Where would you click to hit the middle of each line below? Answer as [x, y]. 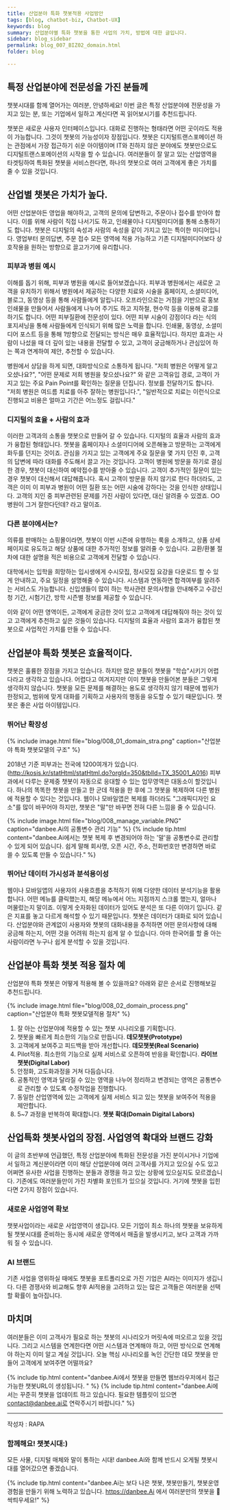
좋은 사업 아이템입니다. [50, 705]
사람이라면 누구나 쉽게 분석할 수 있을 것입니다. [68, 941]
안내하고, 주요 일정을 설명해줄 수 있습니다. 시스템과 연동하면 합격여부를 [108, 580]
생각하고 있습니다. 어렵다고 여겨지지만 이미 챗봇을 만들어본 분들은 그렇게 [121, 679]
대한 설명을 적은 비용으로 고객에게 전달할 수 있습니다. [90, 557]
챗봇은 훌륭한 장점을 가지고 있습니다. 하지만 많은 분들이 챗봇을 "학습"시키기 [107, 671]
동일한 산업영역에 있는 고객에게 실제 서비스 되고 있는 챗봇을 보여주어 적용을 [117, 1097]
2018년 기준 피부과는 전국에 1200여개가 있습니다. [73, 764]
